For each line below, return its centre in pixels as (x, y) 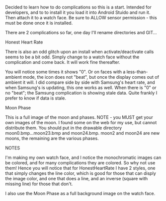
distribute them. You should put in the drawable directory (64, 128)
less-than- (137, 72)
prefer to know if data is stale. (36, 98)
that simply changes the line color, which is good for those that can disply (81, 173)
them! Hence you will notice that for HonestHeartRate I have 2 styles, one (80, 168)
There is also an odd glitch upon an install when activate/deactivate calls (80, 52)
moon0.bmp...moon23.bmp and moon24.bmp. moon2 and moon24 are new (83, 133)
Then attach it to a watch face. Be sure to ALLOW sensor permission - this (81, 18)
